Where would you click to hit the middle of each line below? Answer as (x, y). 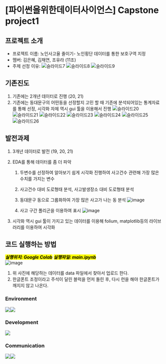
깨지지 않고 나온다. (30, 286)
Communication (25, 346)
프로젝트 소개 (24, 41)
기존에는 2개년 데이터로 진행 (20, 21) (48, 96)
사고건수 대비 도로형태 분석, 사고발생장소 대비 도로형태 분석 (77, 189)
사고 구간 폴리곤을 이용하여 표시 (50, 210)
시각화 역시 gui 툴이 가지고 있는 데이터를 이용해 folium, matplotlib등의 (80, 221)
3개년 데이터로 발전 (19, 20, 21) (43, 151)
